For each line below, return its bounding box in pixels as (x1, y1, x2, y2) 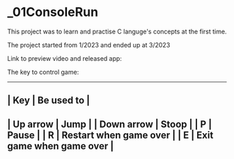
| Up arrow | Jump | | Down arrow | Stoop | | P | (7, 118, 212, 130)
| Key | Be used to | (7, 95, 91, 107)
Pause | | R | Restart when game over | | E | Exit (7, 129, 214, 141)
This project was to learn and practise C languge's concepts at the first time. (7, 27, 227, 36)
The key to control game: (7, 68, 79, 76)
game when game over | (7, 140, 114, 152)
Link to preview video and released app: (7, 54, 122, 63)
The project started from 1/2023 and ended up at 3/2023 (7, 40, 171, 49)
